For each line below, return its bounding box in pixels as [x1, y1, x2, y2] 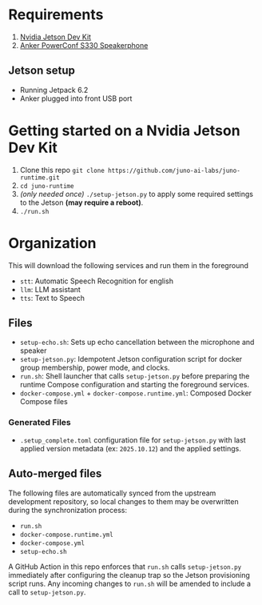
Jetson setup [8, 64, 76, 78]
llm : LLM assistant [19, 284, 81, 294]
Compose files [19, 397, 68, 407]
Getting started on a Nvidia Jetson [8, 122, 241, 139]
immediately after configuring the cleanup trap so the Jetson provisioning [8, 570, 250, 579]
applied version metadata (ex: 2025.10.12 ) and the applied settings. [19, 443, 241, 453]
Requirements [8, 6, 104, 24]
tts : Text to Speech [19, 293, 85, 302]
